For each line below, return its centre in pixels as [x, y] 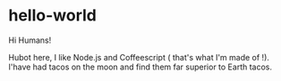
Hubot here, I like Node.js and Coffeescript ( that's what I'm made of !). [139, 57]
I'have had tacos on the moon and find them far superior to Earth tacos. [140, 67]
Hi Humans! [30, 40]
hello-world [53, 16]
